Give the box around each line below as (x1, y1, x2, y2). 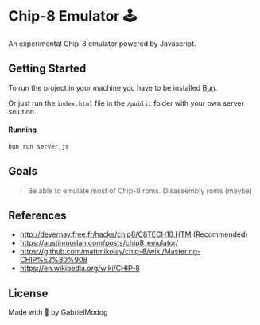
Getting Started (8, 62, 87, 75)
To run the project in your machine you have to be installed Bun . (8, 83, 218, 92)
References (8, 209, 67, 222)
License (8, 286, 49, 300)
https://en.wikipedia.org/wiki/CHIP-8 (19, 264, 141, 273)
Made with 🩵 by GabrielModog (8, 308, 108, 317)
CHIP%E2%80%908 (19, 255, 87, 265)
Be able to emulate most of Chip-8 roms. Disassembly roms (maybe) (27, 185, 253, 195)
